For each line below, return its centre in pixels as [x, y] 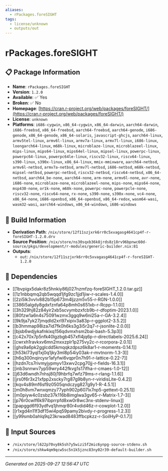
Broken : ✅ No [27, 103]
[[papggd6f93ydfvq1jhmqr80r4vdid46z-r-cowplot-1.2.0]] [71, 405]
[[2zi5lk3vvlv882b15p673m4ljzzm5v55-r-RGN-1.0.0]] [67, 299]
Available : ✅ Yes [30, 97]
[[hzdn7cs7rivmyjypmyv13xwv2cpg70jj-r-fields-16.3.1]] [69, 363]
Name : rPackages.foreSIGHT [41, 87]
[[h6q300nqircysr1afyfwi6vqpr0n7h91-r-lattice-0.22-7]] [70, 357]
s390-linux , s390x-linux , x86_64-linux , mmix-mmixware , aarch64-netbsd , [85, 162]
